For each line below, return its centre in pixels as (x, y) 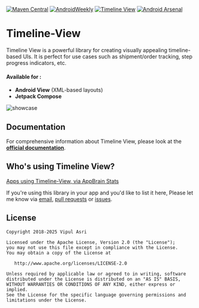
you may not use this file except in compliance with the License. (92, 247)
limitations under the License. (46, 300)
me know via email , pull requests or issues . (59, 199)
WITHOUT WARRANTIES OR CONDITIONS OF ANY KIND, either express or (91, 284)
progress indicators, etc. (37, 62)
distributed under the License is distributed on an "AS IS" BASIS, (94, 279)
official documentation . (36, 148)
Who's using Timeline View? (61, 167)
